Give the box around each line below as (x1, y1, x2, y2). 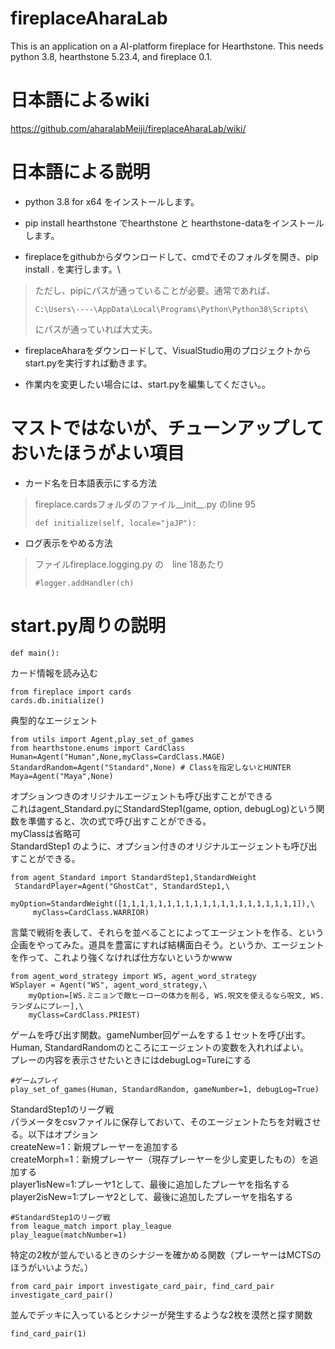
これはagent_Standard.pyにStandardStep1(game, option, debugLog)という (10, 802, 317, 814)
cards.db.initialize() (10, 695, 105, 706)
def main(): (10, 648, 60, 658)
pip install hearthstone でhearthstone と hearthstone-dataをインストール (24, 217, 325, 229)
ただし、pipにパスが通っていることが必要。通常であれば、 (34, 284, 276, 296)
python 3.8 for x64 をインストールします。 (24, 195, 200, 207)
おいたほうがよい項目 (10, 442, 185, 464)
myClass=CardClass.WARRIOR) (32, 907, 150, 917)
